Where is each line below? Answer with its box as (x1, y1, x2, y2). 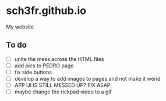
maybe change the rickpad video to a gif (14, 88, 112, 95)
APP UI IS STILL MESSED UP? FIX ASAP (14, 82, 111, 88)
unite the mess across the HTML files (14, 55, 104, 62)
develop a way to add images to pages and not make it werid (14, 75, 161, 82)
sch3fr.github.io (6, 4, 87, 17)
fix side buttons (14, 68, 52, 75)
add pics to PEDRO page (14, 62, 74, 69)
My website (6, 23, 34, 30)
